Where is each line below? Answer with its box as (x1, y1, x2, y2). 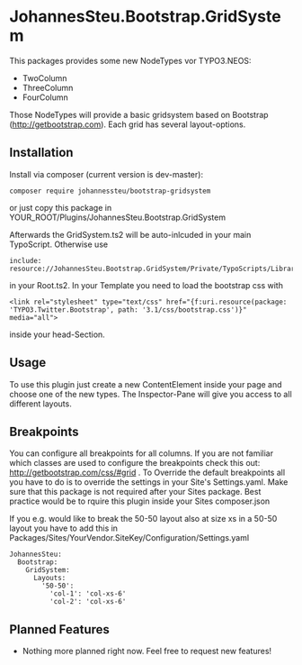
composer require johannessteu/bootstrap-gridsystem (9, 187, 211, 196)
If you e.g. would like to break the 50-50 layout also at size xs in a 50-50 (9, 514, 278, 524)
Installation (9, 145, 74, 160)
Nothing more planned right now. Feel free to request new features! (22, 646, 272, 657)
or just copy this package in (9, 202, 112, 213)
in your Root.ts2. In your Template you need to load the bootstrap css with (9, 279, 283, 290)
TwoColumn (22, 72, 67, 83)
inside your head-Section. (9, 329, 105, 340)
